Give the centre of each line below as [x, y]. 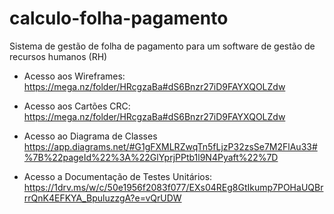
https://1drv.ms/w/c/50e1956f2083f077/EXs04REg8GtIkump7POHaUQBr [173, 187]
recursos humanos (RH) [58, 56]
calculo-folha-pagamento [119, 18]
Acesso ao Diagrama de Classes [90, 136]
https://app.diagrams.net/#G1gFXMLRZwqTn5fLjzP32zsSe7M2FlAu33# [170, 146]
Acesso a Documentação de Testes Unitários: [118, 176]
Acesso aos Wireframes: [74, 76]
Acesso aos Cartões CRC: [77, 106]
